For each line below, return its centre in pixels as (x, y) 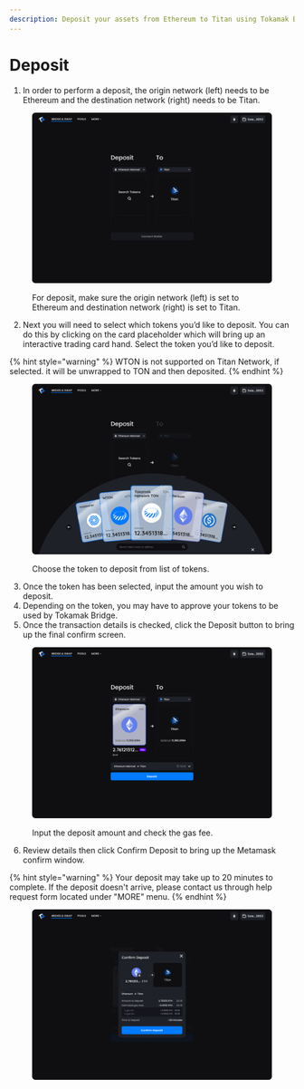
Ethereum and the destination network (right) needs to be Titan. (141, 100)
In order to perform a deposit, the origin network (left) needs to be (146, 90)
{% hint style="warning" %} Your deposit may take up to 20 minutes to (141, 877)
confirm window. (54, 860)
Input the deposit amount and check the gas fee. (123, 833)
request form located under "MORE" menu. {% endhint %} (118, 896)
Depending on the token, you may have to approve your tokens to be (150, 606)
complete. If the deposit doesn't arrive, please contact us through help (141, 887)
